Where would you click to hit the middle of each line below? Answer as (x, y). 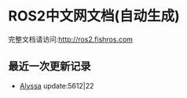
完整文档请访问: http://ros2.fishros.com (71, 39)
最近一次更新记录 (49, 66)
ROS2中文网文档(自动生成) (94, 16)
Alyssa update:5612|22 (57, 85)
